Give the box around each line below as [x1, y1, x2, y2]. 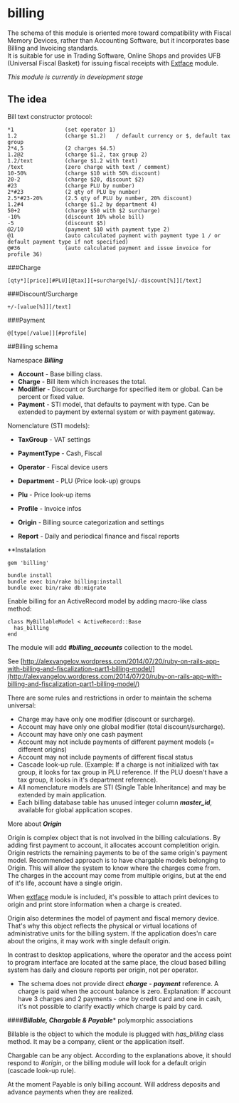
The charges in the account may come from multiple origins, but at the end [7, 871, 227, 879]
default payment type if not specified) [7, 238, 129, 245]
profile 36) [7, 251, 43, 258]
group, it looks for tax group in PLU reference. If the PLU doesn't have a [17, 767, 228, 776]
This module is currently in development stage [7, 73, 144, 81]
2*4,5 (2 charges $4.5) [7, 145, 116, 152]
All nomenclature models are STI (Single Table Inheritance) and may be [17, 782, 226, 792]
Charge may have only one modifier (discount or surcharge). [17, 715, 196, 723]
